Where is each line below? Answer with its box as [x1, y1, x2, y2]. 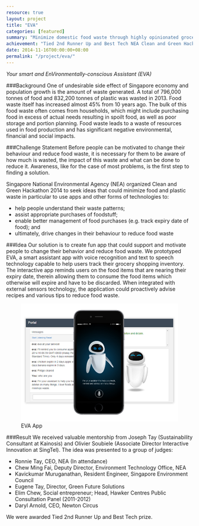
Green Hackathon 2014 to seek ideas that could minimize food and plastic [6, 187, 187, 194]
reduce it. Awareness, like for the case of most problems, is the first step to [6, 162, 190, 170]
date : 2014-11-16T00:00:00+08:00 [6, 47, 89, 53]
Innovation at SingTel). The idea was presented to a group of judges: [6, 446, 174, 453]
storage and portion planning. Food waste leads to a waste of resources [6, 119, 182, 127]
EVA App [21, 422, 43, 429]
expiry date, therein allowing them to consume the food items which [6, 273, 172, 280]
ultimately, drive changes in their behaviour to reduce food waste [14, 229, 174, 237]
